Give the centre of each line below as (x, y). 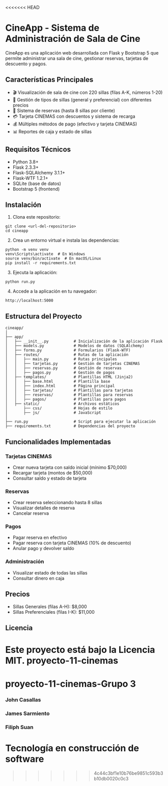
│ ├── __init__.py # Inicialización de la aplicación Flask (84, 342)
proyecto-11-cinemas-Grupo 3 (71, 684)
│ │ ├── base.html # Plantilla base (58, 382)
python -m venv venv (27, 250)
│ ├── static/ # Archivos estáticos (62, 404)
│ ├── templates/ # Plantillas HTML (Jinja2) (69, 377)
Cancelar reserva (31, 513)
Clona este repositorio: (36, 217)
